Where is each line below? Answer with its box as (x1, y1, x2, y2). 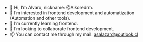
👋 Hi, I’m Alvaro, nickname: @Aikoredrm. (9, 5, 94, 10)
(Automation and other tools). (9, 15, 71, 21)
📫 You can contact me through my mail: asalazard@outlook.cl (9, 31, 138, 37)
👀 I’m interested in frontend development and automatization (9, 10, 135, 16)
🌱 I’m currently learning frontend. (9, 20, 78, 26)
